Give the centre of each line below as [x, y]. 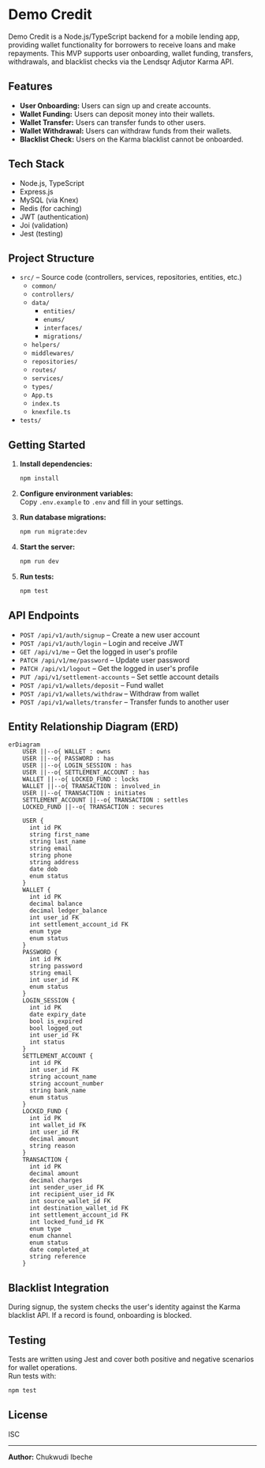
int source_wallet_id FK [70, 1202]
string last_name [58, 842]
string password [56, 966]
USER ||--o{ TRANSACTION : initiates [84, 793]
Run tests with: [32, 1376]
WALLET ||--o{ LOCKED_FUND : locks [81, 779]
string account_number [66, 1084]
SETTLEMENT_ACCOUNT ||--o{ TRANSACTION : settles [106, 800]
